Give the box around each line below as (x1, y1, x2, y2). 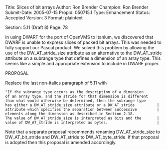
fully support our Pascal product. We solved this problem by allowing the (5, 45, 155, 50)
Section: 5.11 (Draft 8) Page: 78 (5, 24, 68, 30)
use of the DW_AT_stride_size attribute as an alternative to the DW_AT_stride (5, 50, 162, 56)
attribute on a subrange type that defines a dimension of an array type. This (5, 55, 161, 61)
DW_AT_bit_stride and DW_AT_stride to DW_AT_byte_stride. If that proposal (5, 134, 159, 140)
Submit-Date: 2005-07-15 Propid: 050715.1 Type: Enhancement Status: (5, 9, 151, 15)
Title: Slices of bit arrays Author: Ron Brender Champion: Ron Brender (5, 4, 149, 10)
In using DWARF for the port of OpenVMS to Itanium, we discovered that (5, 34, 154, 40)
